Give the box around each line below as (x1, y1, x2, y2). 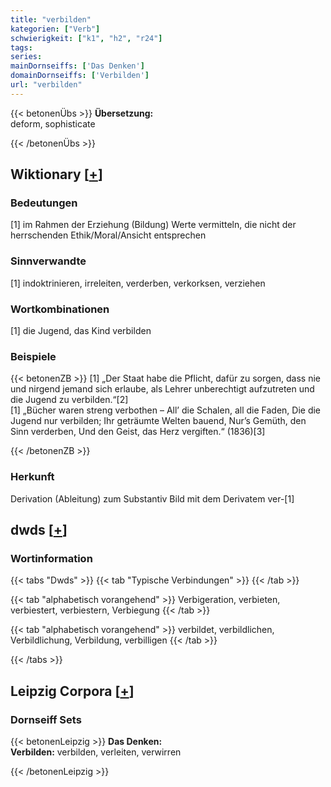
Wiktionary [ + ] (10, 166, 103, 183)
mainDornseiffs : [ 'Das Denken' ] (10, 61, 145, 71)
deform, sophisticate (10, 117, 96, 130)
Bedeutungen (10, 196, 78, 210)
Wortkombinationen (10, 302, 110, 316)
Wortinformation (10, 551, 93, 565)
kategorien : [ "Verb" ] (10, 24, 101, 34)
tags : (10, 42, 33, 53)
